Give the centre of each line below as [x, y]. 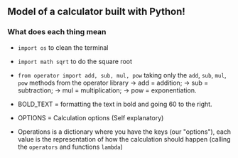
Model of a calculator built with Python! [97, 12]
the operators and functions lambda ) [70, 147]
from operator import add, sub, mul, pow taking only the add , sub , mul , [122, 75]
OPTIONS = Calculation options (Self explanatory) [91, 117]
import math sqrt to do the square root [75, 61]
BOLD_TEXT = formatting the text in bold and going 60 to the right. [115, 104]
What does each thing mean [57, 32]
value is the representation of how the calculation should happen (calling [124, 139]
